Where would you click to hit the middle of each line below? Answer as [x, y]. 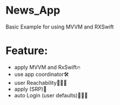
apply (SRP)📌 [30, 89]
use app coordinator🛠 [42, 74]
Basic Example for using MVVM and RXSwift [60, 27]
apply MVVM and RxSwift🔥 [47, 67]
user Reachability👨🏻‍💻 [40, 82]
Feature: [27, 51]
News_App [33, 10]
